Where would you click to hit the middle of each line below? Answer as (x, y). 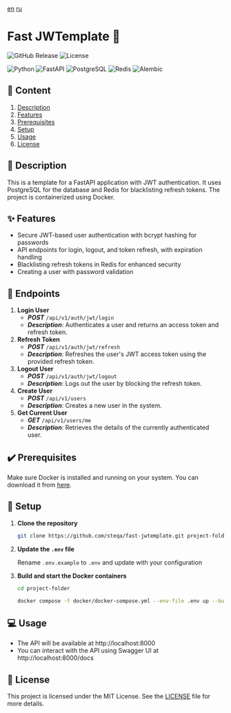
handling (30, 257)
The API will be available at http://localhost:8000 (86, 643)
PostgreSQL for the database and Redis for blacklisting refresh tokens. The (114, 189)
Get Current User (42, 413)
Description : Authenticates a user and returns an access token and (123, 325)
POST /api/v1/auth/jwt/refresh (74, 347)
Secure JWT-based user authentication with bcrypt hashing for (107, 235)
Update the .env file (46, 549)
